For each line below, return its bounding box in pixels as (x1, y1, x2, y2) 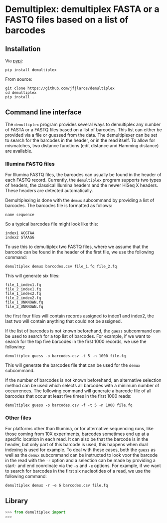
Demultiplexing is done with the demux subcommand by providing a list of (5, 197, 155, 203)
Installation (5, 44, 41, 53)
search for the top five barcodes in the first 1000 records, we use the (5, 338, 147, 345)
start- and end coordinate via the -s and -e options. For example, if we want (5, 463, 161, 469)
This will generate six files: (5, 273, 60, 279)
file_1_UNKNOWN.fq (5, 300, 43, 305)
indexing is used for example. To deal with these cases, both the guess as (5, 447, 156, 453)
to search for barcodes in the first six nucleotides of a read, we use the (5, 468, 151, 474)
